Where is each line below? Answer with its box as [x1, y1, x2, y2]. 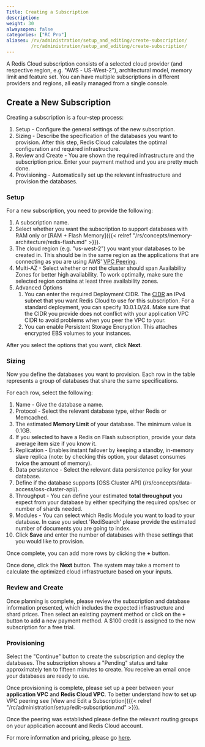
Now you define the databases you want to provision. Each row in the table [6, 370, 196, 378]
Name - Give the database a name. [15, 401, 103, 408]
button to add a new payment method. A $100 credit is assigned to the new [6, 617, 196, 624]
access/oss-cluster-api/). [15, 486, 80, 493]
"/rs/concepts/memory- [132, 231, 193, 239]
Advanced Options [15, 283, 63, 291]
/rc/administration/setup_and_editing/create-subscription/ [31, 44, 188, 50]
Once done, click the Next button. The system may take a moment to [6, 562, 181, 569]
